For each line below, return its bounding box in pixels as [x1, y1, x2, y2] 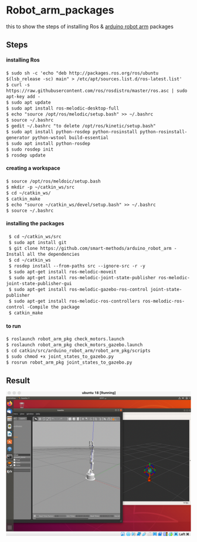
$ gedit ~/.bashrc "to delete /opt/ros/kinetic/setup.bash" [6, 123, 157, 129]
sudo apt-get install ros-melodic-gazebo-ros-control [13, 286, 148, 292]
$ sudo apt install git [8, 239, 67, 245]
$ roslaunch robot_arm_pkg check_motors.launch [6, 336, 125, 342]
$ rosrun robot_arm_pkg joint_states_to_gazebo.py [6, 360, 133, 365]
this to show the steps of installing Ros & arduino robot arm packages [6, 23, 174, 30]
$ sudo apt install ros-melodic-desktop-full [6, 105, 119, 111]
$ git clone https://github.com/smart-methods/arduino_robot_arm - [8, 245, 177, 251]
